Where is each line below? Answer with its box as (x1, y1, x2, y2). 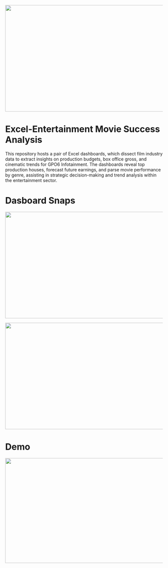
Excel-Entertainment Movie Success (5, 123, 160, 135)
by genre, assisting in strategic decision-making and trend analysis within (5, 172, 156, 178)
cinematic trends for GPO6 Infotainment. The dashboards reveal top (5, 161, 145, 167)
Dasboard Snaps (5, 195, 75, 207)
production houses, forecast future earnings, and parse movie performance (5, 166, 161, 172)
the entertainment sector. (5, 177, 57, 183)
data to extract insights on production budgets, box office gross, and (5, 156, 147, 162)
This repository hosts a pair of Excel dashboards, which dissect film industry (5, 150, 163, 156)
